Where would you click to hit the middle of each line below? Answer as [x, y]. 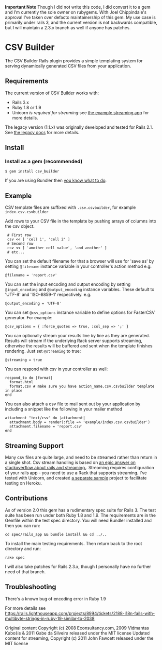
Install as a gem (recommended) [44, 161]
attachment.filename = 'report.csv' [46, 427]
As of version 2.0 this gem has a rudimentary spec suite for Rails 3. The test [81, 510]
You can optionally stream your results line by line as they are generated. [78, 336]
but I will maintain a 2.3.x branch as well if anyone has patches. [68, 28]
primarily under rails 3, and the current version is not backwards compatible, [81, 22]
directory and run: [23, 548]
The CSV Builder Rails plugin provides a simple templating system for [74, 61]
